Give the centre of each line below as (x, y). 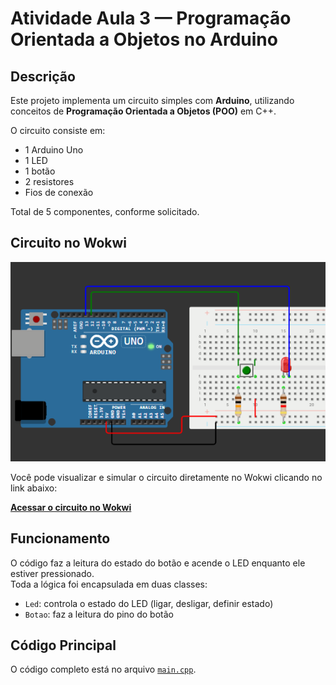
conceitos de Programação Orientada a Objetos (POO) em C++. (143, 111)
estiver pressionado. (52, 573)
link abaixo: (34, 488)
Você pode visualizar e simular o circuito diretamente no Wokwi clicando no (166, 477)
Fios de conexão (59, 192)
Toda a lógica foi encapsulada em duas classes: (109, 584)
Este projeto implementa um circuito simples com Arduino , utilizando (152, 100)
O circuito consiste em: (58, 130)
